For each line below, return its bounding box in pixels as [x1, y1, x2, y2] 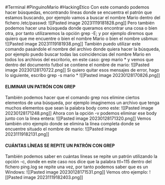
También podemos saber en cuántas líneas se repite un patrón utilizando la [5, 153, 158, 159]
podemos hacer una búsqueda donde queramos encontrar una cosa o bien [5, 25, 158, 31]
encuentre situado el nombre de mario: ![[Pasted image [5, 126, 117, 132]
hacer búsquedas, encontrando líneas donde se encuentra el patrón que [5, 9, 152, 15]
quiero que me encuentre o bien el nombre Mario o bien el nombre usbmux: [5, 36, 159, 41]
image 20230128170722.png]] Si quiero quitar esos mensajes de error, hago [5, 67, 160, 73]
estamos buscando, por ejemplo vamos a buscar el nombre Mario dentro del [5, 15, 161, 20]
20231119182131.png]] [5, 131, 49, 137]
